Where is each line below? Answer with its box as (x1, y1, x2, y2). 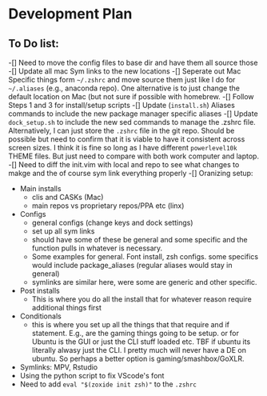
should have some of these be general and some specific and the (31, 235, 248, 244)
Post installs (19, 286, 60, 295)
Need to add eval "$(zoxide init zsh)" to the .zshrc (19, 379, 197, 389)
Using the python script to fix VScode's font (19, 371, 165, 380)
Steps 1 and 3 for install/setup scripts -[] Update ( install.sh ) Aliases (8, 101, 236, 110)
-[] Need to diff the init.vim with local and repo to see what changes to (8, 160, 240, 169)
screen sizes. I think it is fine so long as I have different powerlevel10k (8, 143, 237, 152)
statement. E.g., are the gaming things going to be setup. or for (31, 329, 240, 338)
